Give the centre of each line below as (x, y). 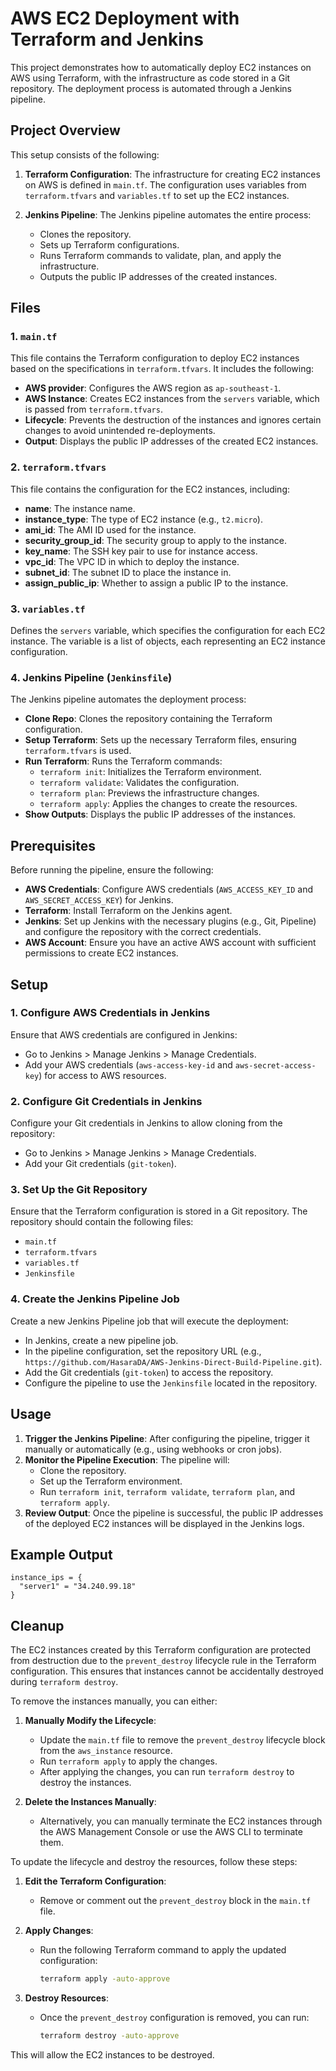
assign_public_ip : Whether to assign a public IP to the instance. (156, 583)
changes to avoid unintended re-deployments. (120, 431)
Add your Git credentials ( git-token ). (100, 1164)
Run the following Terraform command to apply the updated (163, 1950)
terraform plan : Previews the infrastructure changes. (149, 793)
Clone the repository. (83, 1470)
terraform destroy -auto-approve (109, 2036)
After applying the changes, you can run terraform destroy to (167, 1772)
